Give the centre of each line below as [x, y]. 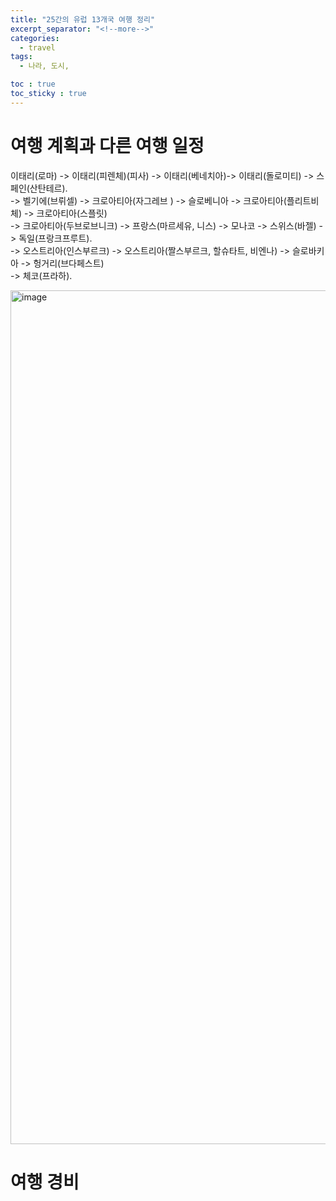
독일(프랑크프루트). [55, 238]
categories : [35, 38]
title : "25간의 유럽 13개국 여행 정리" [83, 19]
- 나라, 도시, [44, 66]
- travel [37, 47]
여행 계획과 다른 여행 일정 [107, 145]
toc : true [33, 84]
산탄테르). [48, 188]
